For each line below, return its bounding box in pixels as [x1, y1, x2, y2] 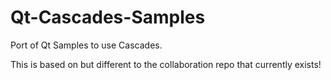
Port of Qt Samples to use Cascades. [10, 39, 163, 51]
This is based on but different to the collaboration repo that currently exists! [10, 58, 322, 70]
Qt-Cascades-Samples [10, 6, 206, 29]
